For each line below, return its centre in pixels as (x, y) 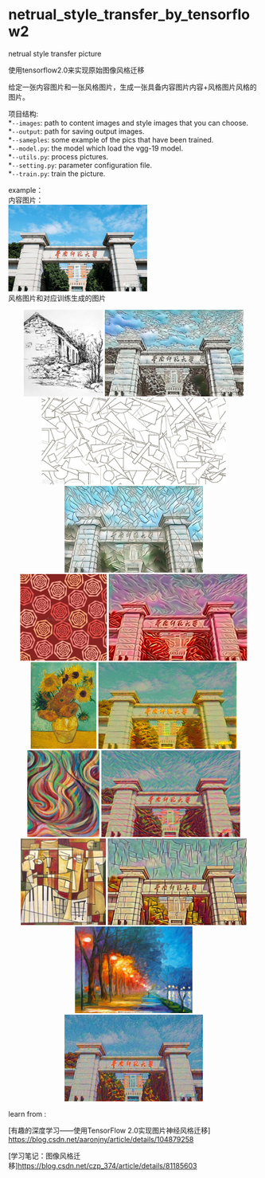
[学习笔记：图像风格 (41, 1156)
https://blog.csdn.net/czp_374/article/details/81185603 (107, 1165)
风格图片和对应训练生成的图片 (57, 298)
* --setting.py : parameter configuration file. (80, 165)
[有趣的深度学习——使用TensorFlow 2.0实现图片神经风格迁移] (109, 1130)
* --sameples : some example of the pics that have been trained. (111, 139)
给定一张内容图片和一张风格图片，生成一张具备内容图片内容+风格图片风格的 (132, 87)
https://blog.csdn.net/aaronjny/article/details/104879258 (101, 1139)
